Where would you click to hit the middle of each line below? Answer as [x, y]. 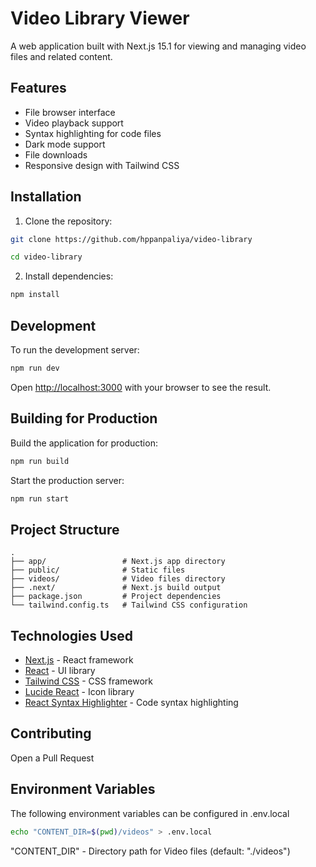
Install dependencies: [69, 276]
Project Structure [65, 529]
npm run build [40, 461]
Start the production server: [67, 480]
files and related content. [61, 56]
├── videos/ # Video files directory [118, 579]
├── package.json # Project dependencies [116, 597]
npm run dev [35, 368]
